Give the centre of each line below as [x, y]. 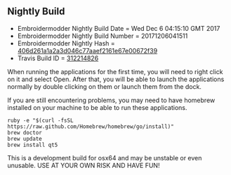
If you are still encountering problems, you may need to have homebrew [111, 100]
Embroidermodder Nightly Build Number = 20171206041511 [103, 36]
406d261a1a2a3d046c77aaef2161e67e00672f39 [87, 50]
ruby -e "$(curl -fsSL [40, 120]
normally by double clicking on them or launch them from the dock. [105, 86]
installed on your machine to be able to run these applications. [97, 107]
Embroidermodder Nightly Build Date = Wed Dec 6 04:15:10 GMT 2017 [119, 28]
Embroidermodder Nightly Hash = [66, 43]
